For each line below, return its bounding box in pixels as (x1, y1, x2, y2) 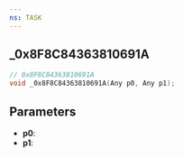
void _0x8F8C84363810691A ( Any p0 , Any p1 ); (9, 78, 176, 88)
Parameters (9, 104, 77, 119)
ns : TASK (9, 13, 42, 23)
